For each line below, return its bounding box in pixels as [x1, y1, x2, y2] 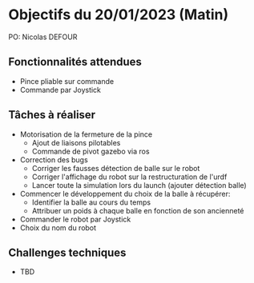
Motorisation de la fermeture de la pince [19, 130, 153, 139]
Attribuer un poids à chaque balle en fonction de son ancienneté [31, 205, 244, 215]
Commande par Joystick [19, 85, 102, 94]
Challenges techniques [8, 245, 127, 259]
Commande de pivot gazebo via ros [31, 146, 150, 156]
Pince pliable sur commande [19, 76, 115, 86]
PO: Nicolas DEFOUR [8, 32, 78, 42]
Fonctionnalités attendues [8, 55, 143, 69]
